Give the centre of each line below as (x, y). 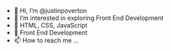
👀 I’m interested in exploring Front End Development (89, 18)
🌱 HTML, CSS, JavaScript (51, 25)
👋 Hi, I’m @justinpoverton (50, 11)
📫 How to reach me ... (46, 40)
